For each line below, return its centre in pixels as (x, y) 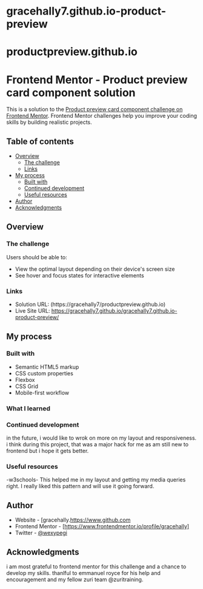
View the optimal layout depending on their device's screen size (95, 269)
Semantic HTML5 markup (47, 367)
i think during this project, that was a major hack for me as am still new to (98, 444)
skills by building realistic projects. (49, 122)
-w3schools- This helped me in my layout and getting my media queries (96, 480)
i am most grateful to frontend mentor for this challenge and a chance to (96, 567)
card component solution (71, 93)
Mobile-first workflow (42, 392)
